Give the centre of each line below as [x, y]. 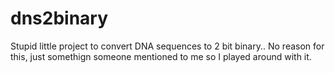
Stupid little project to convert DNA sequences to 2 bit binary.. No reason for [167, 46]
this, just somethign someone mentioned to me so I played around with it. [161, 56]
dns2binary [59, 18]
